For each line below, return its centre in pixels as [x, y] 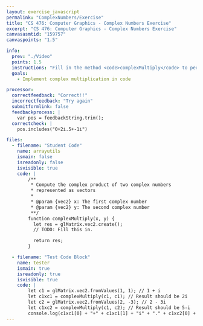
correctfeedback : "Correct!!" [50, 95]
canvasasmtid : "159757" [36, 34]
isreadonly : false [40, 162]
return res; [48, 241]
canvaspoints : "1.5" [32, 40]
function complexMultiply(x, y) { [71, 219]
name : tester [34, 263]
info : [13, 51]
